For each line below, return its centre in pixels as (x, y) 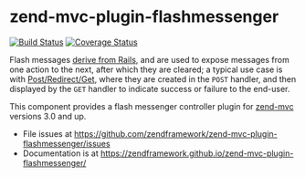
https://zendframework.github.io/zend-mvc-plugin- (197, 153)
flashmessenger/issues (67, 143)
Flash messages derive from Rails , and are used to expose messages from (149, 59)
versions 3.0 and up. (48, 116)
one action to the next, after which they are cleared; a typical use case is (146, 69)
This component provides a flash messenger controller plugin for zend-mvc (152, 106)
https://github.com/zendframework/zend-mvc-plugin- (176, 133)
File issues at (47, 133)
